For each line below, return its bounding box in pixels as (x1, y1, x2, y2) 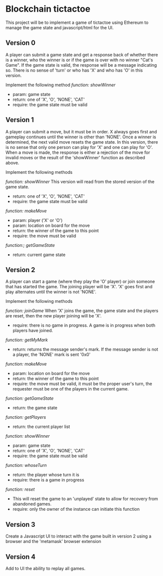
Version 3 (5, 520, 36, 529)
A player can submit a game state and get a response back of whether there (5, 52, 158, 57)
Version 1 (5, 116, 34, 124)
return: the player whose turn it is (12, 472, 79, 478)
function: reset (5, 486, 35, 492)
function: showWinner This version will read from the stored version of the (5, 179, 155, 185)
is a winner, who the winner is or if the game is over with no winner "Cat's (5, 57, 153, 63)
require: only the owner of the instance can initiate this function (12, 506, 140, 512)
